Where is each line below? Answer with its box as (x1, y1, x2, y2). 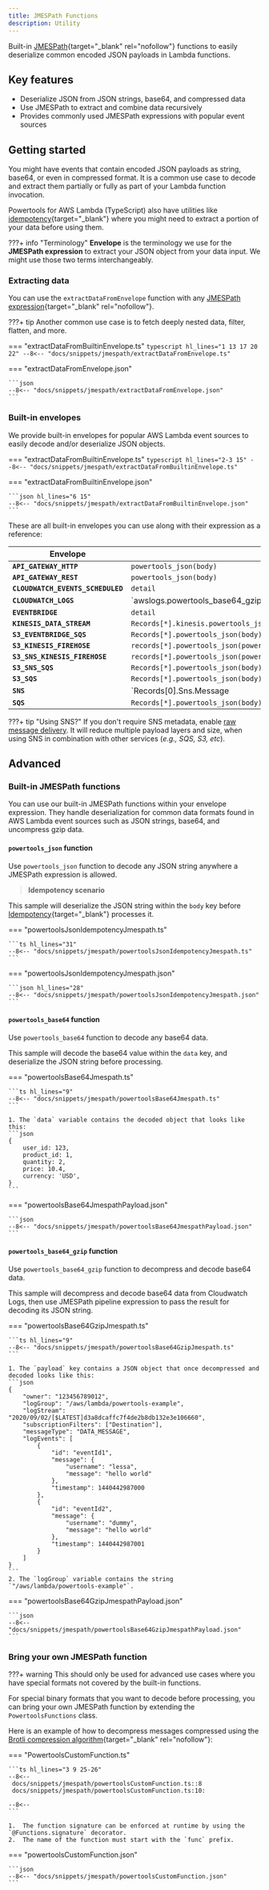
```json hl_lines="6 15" (8, 493, 91, 501)
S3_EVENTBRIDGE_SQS (12, 630, 86, 639)
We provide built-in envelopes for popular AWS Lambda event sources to (8, 430, 249, 440)
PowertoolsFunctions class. (8, 1710, 98, 1721)
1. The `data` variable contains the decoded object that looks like (8, 1116, 246, 1124)
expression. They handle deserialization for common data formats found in (8, 808, 255, 817)
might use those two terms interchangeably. (8, 255, 154, 265)
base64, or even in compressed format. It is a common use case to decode (8, 173, 256, 183)
